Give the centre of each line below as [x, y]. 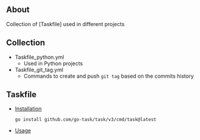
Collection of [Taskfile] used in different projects [65, 24]
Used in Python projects [53, 63]
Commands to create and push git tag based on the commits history [109, 76]
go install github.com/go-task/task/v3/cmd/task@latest [85, 120]
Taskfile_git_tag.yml [39, 69]
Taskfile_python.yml [39, 57]
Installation [28, 109]
